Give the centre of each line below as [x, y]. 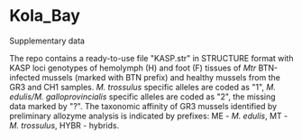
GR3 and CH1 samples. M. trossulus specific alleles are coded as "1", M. [143, 87]
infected [25, 77]
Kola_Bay [45, 16]
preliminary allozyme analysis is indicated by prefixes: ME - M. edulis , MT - [149, 116]
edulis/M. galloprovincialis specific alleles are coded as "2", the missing [143, 97]
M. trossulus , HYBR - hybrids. [64, 125]
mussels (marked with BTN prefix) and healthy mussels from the [161, 77]
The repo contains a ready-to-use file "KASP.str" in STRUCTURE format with [151, 58]
